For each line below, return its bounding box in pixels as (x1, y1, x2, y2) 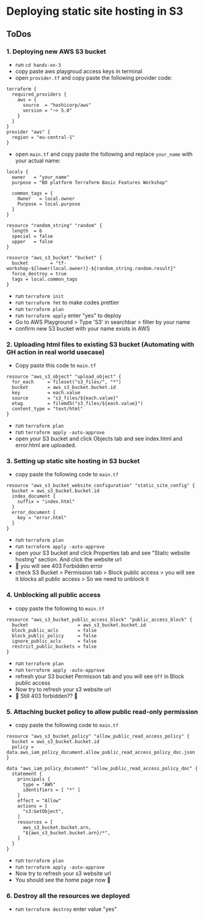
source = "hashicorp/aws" (22, 102, 92, 108)
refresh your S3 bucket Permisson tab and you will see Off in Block (15, 672, 184, 680)
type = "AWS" (22, 782, 56, 788)
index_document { (12, 493, 56, 499)
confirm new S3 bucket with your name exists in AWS (15, 325, 150, 332)
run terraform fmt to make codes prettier (15, 299, 120, 306)
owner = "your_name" (12, 174, 70, 180)
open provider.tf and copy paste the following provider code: (15, 74, 173, 81)
